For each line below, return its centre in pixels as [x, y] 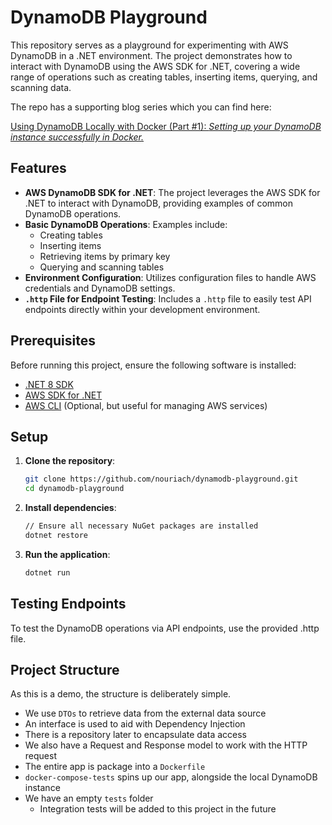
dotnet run [47, 572]
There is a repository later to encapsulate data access [135, 735]
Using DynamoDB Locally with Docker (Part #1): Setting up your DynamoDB [166, 126]
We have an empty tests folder [89, 798]
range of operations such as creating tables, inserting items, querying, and [164, 77]
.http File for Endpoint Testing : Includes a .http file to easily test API [168, 298]
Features [38, 168]
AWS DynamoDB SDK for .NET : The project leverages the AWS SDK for [172, 192]
